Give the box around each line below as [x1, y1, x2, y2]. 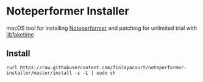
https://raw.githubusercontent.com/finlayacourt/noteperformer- [20, 64, 187, 70]
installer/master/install [6, 70, 72, 76]
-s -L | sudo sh [74, 70, 116, 76]
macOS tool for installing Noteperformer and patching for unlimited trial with [6, 24, 198, 32]
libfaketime [6, 30, 35, 38]
